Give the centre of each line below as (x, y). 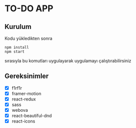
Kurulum (18, 27)
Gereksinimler (27, 76)
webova (20, 110)
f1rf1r (17, 88)
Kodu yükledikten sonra (28, 38)
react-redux (24, 99)
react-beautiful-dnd (32, 116)
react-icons (23, 121)
